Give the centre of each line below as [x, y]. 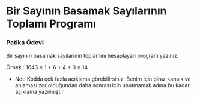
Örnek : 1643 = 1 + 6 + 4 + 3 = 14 [47, 67]
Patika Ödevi [25, 43]
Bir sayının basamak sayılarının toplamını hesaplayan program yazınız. [92, 56]
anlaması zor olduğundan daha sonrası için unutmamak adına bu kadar [102, 85]
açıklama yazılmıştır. [40, 92]
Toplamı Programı [51, 24]
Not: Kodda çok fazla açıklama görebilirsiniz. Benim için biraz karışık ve [103, 79]
